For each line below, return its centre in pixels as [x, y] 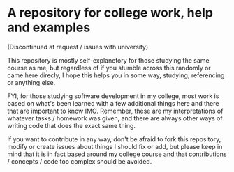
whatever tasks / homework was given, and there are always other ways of [115, 118]
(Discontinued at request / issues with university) [78, 47]
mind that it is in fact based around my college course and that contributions [117, 154]
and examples [49, 28]
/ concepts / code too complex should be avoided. [80, 161]
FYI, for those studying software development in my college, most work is [113, 96]
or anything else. [31, 82]
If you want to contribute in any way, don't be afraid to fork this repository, [114, 139]
